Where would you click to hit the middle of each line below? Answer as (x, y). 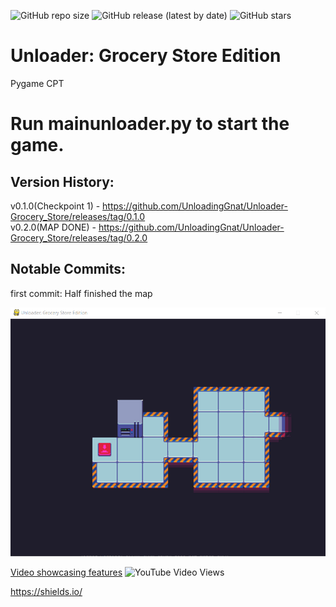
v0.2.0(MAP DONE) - (53, 227)
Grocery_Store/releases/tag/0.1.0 (78, 216)
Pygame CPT (37, 83)
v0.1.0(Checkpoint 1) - (55, 206)
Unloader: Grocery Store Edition (146, 56)
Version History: (62, 181)
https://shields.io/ (46, 591)
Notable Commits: (68, 269)
